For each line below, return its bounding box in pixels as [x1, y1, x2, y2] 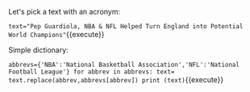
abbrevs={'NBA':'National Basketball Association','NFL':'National [8, 61, 240, 69]
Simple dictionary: [8, 45, 69, 55]
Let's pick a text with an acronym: [8, 7, 121, 16]
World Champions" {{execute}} [8, 30, 105, 39]
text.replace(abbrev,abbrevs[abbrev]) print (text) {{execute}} [8, 75, 224, 84]
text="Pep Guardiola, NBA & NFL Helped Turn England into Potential [8, 23, 244, 31]
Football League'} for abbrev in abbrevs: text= [8, 68, 175, 76]
